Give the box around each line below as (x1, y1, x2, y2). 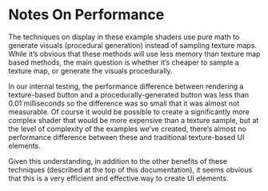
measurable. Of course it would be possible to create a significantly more (8, 106, 250, 117)
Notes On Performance (8, 6, 165, 24)
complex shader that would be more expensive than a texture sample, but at (8, 115, 259, 125)
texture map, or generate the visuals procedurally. (8, 66, 174, 75)
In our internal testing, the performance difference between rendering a (8, 82, 244, 91)
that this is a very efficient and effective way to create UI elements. (8, 173, 229, 183)
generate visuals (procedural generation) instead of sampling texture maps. (8, 40, 258, 50)
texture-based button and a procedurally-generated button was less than (8, 90, 250, 99)
